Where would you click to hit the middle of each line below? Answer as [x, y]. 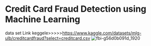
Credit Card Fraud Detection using [76, 9]
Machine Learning [43, 19]
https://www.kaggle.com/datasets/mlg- [102, 33]
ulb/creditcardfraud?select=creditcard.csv [48, 38]
